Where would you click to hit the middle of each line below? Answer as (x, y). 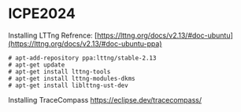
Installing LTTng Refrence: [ (53, 35)
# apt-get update (37, 65)
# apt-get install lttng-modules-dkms (72, 78)
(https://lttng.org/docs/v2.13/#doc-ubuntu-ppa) (85, 43)
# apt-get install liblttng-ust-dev (68, 85)
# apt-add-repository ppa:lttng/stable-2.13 (82, 58)
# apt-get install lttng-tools (59, 71)
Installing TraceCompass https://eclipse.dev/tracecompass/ (105, 99)
